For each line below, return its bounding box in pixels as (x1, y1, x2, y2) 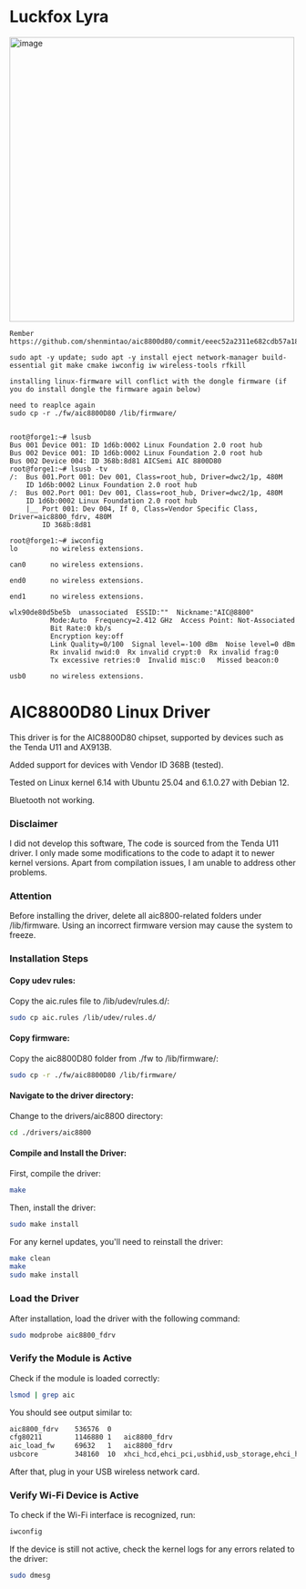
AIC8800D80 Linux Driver (9, 702, 211, 723)
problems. (9, 867, 47, 878)
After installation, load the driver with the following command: (9, 1313, 240, 1324)
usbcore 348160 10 (9, 1450, 117, 1459)
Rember (9, 329, 35, 338)
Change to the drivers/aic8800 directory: (9, 1110, 164, 1121)
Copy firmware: (9, 1033, 70, 1044)
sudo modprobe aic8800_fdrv (9, 1330, 117, 1339)
